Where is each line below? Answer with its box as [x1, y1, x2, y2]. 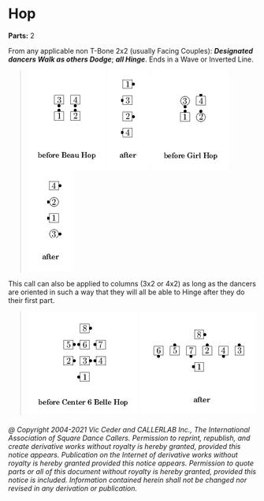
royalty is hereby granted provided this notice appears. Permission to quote [8, 458, 255, 468]
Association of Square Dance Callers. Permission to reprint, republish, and [8, 433, 251, 443]
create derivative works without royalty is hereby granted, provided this [8, 441, 241, 451]
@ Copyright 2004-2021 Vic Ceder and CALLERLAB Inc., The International [8, 424, 251, 434]
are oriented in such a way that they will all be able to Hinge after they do [8, 287, 245, 297]
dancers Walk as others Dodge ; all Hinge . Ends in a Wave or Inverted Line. [8, 54, 254, 64]
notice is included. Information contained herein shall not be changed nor [8, 475, 247, 484]
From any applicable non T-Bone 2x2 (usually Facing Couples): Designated [8, 46, 254, 55]
